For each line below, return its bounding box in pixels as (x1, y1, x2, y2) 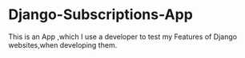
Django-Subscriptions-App (8, 6, 194, 24)
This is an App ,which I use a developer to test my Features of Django (8, 32, 238, 41)
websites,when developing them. (8, 40, 118, 49)
